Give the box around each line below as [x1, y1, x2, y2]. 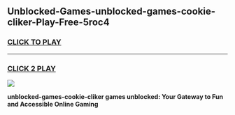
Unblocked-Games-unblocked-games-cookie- [7, 6, 215, 17]
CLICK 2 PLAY [7, 63, 56, 73]
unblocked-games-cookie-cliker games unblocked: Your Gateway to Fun [7, 92, 224, 100]
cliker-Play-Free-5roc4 [7, 17, 110, 29]
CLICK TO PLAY [7, 38, 62, 47]
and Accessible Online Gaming [7, 100, 99, 108]
